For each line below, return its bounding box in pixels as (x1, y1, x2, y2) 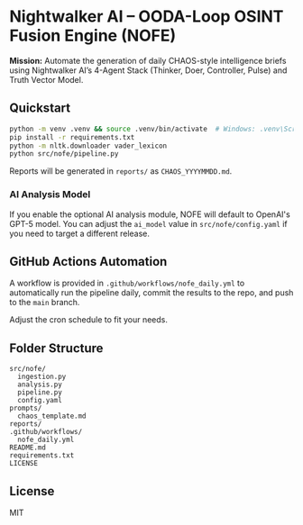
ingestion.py (17, 372, 67, 382)
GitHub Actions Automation (9, 254, 168, 269)
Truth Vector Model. (9, 74, 84, 85)
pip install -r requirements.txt (9, 132, 135, 141)
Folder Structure (9, 340, 104, 356)
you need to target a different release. (9, 228, 151, 239)
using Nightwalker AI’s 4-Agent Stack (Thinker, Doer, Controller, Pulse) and (9, 65, 288, 76)
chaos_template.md (17, 412, 87, 421)
